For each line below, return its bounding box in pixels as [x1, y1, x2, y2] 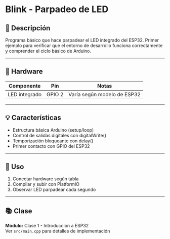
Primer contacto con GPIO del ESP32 [12, 143, 90, 149]
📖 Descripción [5, 24, 51, 32]
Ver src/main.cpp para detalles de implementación [5, 228, 110, 234]
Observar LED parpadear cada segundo [12, 186, 96, 193]
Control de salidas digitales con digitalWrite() [12, 132, 107, 138]
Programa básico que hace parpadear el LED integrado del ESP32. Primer [5, 37, 159, 43]
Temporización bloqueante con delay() [12, 138, 94, 144]
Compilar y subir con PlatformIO [12, 181, 80, 187]
